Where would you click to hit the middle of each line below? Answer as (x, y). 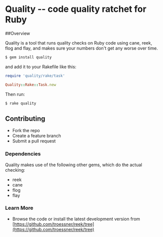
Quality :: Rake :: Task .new (31, 85)
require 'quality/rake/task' (35, 76)
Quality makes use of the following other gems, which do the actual (74, 165)
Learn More (19, 208)
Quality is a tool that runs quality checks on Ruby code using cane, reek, (79, 43)
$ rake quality (21, 103)
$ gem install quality (28, 57)
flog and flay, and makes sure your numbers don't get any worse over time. (81, 48)
